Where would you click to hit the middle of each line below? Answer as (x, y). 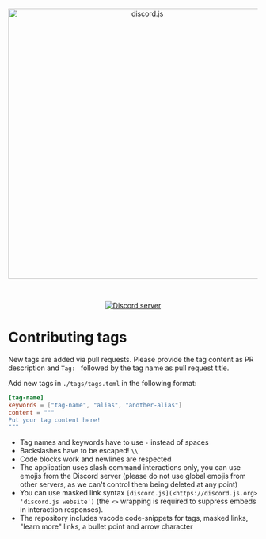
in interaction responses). (61, 510)
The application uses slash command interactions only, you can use (130, 468)
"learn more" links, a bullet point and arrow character (106, 526)
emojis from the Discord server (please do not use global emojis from (133, 476)
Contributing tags (68, 338)
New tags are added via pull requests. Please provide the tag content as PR (131, 359)
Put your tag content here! (55, 420)
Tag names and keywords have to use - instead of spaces (114, 442)
